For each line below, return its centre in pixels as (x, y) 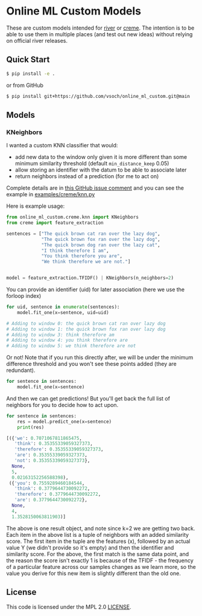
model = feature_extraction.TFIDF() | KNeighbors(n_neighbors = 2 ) (90, 278)
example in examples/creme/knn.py (51, 194)
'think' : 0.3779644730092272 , (52, 489)
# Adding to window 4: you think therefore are (67, 340)
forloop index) (24, 296)
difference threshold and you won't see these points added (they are (91, 364)
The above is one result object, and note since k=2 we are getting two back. (101, 528)
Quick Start (28, 59)
